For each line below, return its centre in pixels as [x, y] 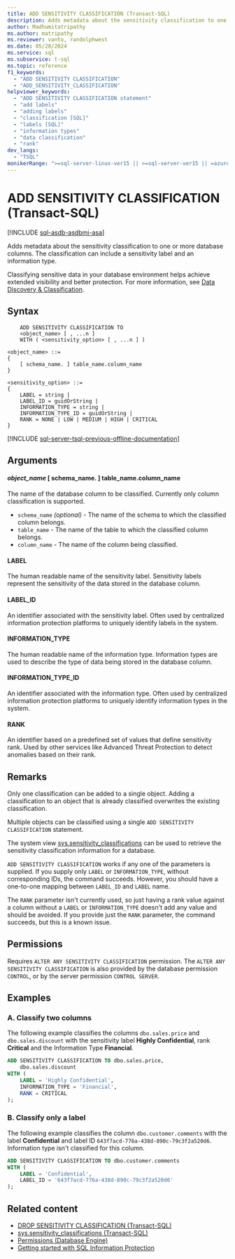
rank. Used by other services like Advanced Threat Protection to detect [110, 747]
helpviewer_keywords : [39, 92]
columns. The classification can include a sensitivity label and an [101, 253]
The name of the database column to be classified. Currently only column [113, 494]
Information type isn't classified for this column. [76, 1148]
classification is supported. [46, 501]
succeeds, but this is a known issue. [59, 922]
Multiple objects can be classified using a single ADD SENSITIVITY [101, 822]
